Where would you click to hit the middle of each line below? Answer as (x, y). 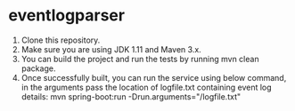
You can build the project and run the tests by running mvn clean (140, 59)
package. (38, 68)
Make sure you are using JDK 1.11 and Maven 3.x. (111, 49)
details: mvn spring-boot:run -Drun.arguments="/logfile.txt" (131, 96)
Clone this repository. (61, 40)
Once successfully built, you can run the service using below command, (154, 77)
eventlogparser (67, 16)
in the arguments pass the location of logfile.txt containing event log (147, 87)
